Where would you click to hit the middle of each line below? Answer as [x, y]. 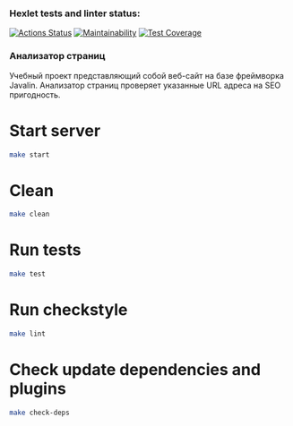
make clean [30, 214]
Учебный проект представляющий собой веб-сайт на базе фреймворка [147, 75]
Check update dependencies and [135, 370]
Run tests [45, 250]
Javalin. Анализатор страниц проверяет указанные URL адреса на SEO [145, 85]
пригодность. [35, 94]
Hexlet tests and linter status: [75, 13]
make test [28, 274]
